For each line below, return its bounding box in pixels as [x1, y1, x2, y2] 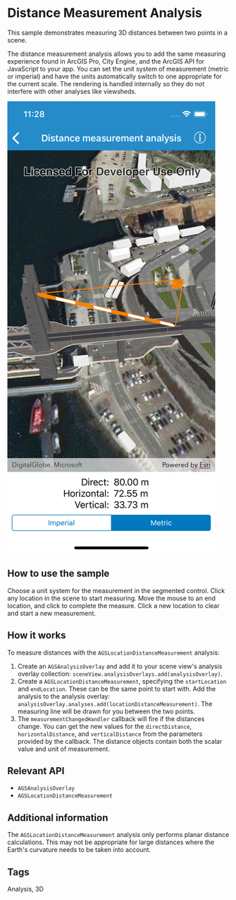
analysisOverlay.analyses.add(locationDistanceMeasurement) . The [17, 699, 213, 708]
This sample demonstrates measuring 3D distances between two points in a [7, 28, 228, 37]
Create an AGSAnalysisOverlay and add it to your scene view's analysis [17, 662, 223, 670]
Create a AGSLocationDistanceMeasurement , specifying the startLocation [17, 677, 227, 685]
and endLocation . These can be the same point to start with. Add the [17, 684, 216, 693]
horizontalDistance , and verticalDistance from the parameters [17, 730, 203, 738]
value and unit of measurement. [17, 744, 111, 753]
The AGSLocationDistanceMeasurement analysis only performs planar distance [7, 831, 230, 839]
